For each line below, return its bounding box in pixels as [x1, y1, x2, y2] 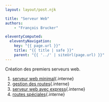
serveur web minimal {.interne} [12, 75, 74, 81]
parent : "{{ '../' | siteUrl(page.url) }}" [14, 52, 105, 57]
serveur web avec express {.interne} [12, 86, 85, 92]
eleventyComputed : [5, 34, 43, 39]
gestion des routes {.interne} [12, 81, 70, 87]
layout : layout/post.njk [5, 7, 56, 12]
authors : [5, 21, 23, 26]
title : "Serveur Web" [5, 16, 50, 21]
